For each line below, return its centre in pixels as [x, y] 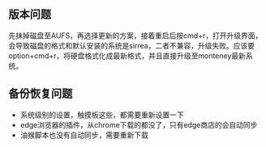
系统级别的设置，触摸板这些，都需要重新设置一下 [102, 115]
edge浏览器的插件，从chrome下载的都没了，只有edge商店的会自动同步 [139, 124]
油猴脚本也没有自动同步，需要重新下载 [84, 135]
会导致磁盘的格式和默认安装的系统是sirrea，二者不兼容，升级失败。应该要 [132, 45]
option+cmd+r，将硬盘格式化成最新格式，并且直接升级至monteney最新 [127, 56]
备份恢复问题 [41, 94]
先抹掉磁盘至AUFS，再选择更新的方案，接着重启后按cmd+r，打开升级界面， [135, 36]
